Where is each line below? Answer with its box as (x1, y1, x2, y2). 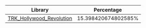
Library (31, 6, 49, 13)
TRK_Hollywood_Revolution (7, 15, 72, 21)
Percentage (93, 6, 122, 13)
